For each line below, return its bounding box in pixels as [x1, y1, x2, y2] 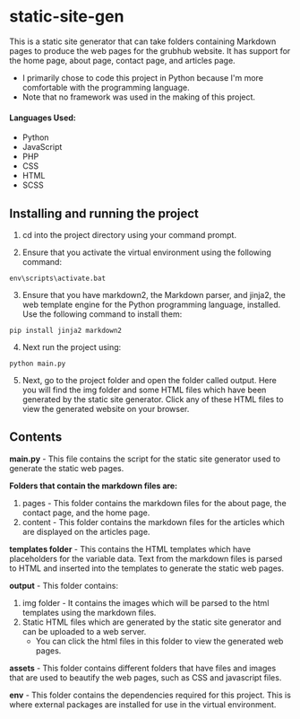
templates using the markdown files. [21, 607, 157, 618]
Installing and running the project [9, 206, 200, 221]
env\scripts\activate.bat [9, 274, 106, 283]
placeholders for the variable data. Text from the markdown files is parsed [9, 553, 283, 564]
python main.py [9, 359, 66, 368]
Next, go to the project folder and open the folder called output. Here [21, 374, 278, 385]
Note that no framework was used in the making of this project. [21, 92, 256, 102]
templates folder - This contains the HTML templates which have [9, 543, 251, 554]
